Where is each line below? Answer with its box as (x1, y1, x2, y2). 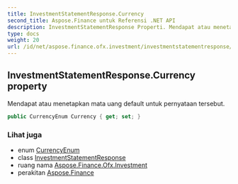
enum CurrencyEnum (17, 146, 80, 154)
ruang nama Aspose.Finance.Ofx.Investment (17, 161, 147, 169)
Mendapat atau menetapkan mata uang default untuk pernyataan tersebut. (7, 99, 225, 108)
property (7, 81, 47, 93)
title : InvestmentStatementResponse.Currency (7, 10, 144, 18)
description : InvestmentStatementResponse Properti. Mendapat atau (7, 23, 211, 30)
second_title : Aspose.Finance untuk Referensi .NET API (7, 17, 176, 24)
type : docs (7, 30, 40, 38)
